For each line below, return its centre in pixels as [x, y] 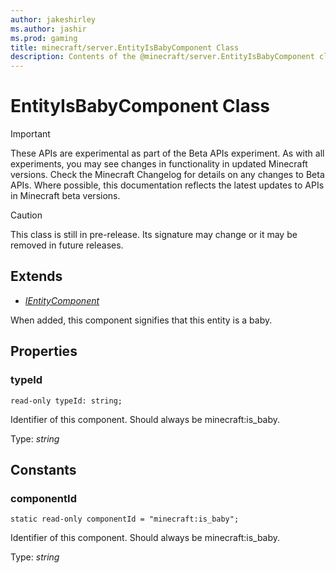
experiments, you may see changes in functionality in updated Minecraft [159, 164]
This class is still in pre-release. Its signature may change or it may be [154, 235]
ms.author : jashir [48, 29]
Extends [36, 276]
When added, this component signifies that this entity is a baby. [141, 320]
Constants [43, 469]
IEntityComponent [62, 300]
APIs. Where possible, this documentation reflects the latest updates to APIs [167, 185]
